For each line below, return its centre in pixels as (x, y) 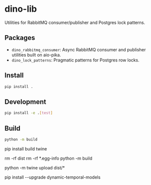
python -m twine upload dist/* (35, 167)
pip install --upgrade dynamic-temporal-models (53, 177)
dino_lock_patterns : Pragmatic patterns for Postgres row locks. (75, 60)
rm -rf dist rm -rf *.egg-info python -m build (48, 158)
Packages (20, 38)
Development (26, 102)
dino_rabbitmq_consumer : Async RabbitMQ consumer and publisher (79, 49)
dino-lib (21, 9)
